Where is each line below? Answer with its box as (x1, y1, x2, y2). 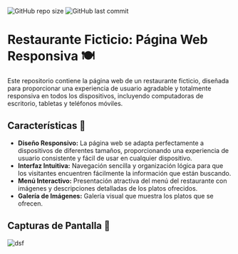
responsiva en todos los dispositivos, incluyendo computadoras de (7, 91, 204, 100)
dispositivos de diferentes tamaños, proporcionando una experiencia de (17, 146, 229, 154)
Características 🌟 (7, 120, 86, 132)
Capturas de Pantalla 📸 (7, 220, 110, 232)
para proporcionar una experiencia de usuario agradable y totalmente (7, 84, 212, 92)
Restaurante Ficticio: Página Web (7, 32, 208, 48)
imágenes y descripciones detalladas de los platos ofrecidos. (17, 184, 198, 192)
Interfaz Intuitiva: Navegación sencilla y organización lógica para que (17, 161, 224, 170)
